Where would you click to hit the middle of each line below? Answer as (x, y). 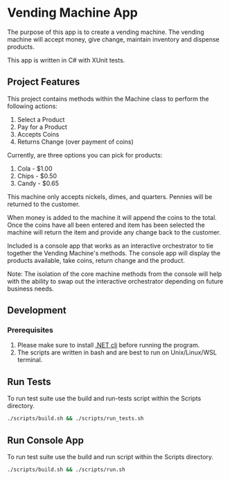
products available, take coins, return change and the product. (96, 260)
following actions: (32, 106)
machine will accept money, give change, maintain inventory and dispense (113, 39)
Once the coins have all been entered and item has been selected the (106, 225)
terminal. (30, 360)
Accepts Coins (38, 134)
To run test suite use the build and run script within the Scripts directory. (110, 456)
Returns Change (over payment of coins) (75, 142)
